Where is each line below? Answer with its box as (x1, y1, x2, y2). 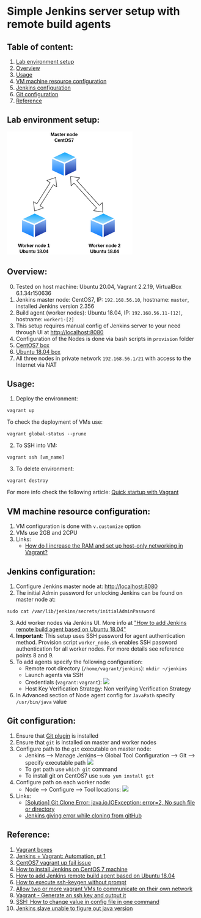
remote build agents (7, 17, 111, 31)
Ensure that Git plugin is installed (15, 732, 99, 740)
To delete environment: (15, 465, 75, 473)
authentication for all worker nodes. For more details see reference (15, 645, 185, 652)
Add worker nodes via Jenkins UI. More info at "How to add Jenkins (15, 619, 187, 627)
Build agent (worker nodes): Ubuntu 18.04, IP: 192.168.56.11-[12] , (15, 308, 183, 316)
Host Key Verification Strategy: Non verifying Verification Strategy (24, 685, 191, 692)
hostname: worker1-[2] (15, 315, 75, 323)
